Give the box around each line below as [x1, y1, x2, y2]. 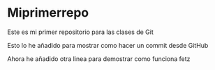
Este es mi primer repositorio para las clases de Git [7, 28, 154, 36]
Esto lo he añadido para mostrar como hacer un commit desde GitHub [7, 41, 209, 49]
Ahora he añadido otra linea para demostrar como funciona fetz [7, 54, 191, 63]
